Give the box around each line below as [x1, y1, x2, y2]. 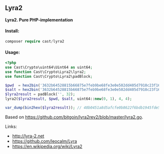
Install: [5, 28, 20, 34]
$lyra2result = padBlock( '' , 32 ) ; [5, 92, 76, 97]
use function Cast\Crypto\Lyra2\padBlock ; [5, 74, 93, 79]
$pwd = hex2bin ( [5, 83, 41, 88]
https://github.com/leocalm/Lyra [12, 138, 77, 144]
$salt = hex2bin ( [5, 88, 41, 92]
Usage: [5, 49, 20, 55]
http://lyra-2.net [12, 133, 44, 139]
